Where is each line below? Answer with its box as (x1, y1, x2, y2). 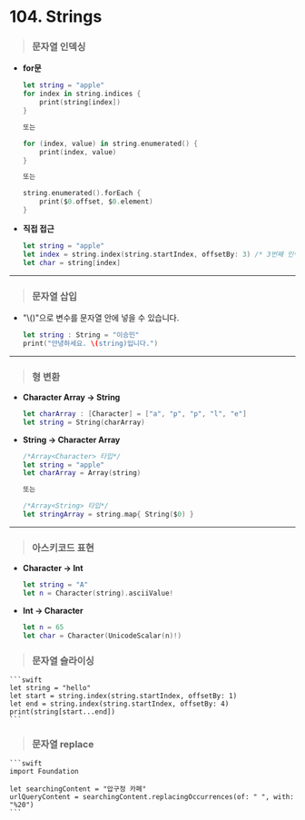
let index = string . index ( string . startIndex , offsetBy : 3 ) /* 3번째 (22, 250, 284, 259)
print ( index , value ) (39, 147, 117, 156)
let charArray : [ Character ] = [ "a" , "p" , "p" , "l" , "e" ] (22, 409, 247, 419)
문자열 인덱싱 (31, 41, 86, 54)
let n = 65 (22, 623, 64, 632)
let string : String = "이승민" (22, 330, 140, 340)
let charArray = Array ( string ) (22, 469, 142, 478)
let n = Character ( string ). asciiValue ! (22, 588, 174, 598)
